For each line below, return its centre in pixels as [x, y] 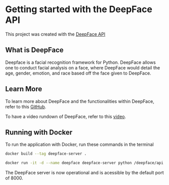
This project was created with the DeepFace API [55, 34]
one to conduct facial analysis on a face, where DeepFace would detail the [83, 67]
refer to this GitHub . [26, 106]
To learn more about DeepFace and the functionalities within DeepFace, [80, 101]
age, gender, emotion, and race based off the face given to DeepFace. [78, 73]
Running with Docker [39, 132]
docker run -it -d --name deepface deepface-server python [69, 163]
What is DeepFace [35, 50]
